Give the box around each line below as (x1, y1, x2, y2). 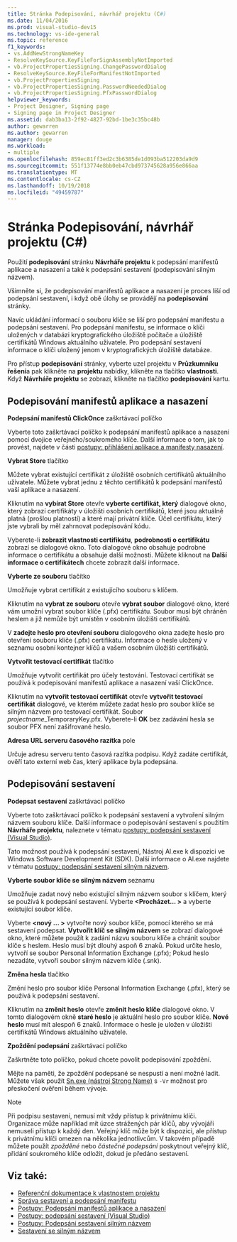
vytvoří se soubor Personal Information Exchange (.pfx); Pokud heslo (7, 949, 209, 957)
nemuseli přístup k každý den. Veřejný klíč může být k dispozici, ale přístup (7, 1126, 227, 1135)
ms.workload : (7, 143, 46, 150)
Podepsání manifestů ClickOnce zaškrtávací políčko (7, 414, 162, 423)
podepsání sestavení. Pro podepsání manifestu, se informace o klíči (7, 323, 205, 332)
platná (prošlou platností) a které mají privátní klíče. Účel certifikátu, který (7, 514, 222, 523)
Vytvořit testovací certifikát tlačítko (7, 658, 114, 665)
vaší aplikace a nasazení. (7, 486, 80, 494)
